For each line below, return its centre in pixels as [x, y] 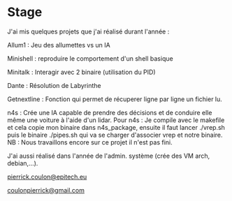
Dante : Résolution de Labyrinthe [54, 85]
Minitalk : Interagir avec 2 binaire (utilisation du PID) [81, 72]
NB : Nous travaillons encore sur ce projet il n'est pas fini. [90, 142]
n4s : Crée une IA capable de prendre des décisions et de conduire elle [110, 112]
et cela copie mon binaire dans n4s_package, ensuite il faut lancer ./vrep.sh [116, 127]
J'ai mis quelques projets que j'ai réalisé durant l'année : [88, 31]
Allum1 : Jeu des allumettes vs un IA [59, 45]
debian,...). [23, 163]
